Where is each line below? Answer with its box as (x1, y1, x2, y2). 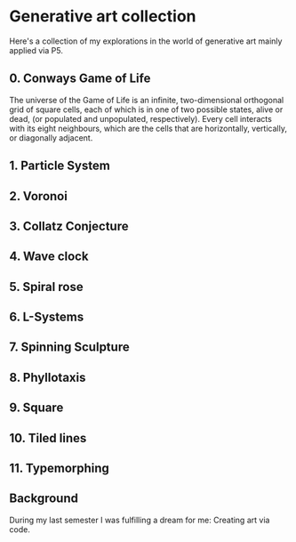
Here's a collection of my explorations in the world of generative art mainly (9, 36, 283, 46)
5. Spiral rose (9, 279, 84, 295)
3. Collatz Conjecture (9, 218, 129, 233)
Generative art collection (9, 6, 197, 27)
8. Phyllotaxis (9, 369, 86, 384)
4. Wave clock (9, 249, 89, 264)
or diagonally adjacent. (9, 132, 93, 143)
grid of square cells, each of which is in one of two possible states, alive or (9, 104, 284, 115)
